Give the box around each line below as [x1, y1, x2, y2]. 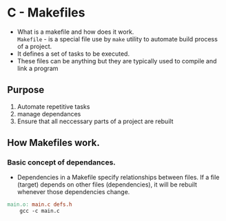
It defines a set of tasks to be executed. [17, 50, 130, 58]
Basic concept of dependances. [7, 158, 116, 167]
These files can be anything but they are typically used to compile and [17, 56, 217, 65]
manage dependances [17, 109, 81, 118]
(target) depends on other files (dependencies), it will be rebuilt [17, 180, 198, 189]
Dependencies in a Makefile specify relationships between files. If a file [17, 173, 220, 182]
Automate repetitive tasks [17, 102, 90, 111]
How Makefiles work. [7, 137, 100, 149]
